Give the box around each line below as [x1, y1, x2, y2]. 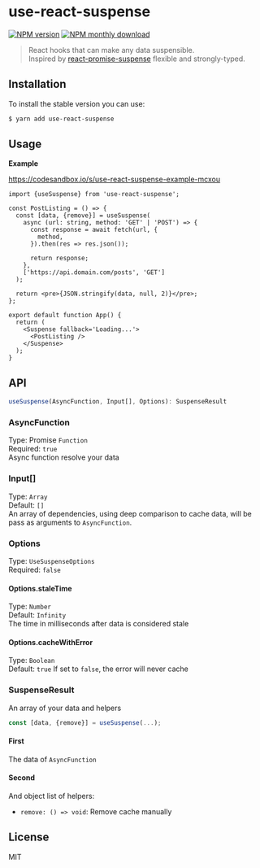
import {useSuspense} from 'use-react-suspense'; [8, 190, 180, 198]
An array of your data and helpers [8, 703, 122, 713]
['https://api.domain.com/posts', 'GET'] [23, 268, 165, 277]
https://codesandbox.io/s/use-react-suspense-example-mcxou [8, 174, 221, 185]
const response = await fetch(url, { [29, 226, 158, 234]
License [8, 831, 50, 844]
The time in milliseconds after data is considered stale [8, 619, 189, 629]
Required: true [8, 444, 58, 454]
